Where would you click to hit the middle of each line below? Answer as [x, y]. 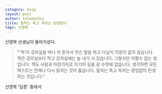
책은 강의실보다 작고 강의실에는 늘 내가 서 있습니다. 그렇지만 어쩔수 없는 [84, 58]
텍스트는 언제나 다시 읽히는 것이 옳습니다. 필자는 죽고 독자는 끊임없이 [82, 70]
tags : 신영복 [17, 28]
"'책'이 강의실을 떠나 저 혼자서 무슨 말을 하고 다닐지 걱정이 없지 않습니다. [85, 52]
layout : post [18, 14]
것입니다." [36, 77]
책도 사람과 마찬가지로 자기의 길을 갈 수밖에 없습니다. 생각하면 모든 [94, 64]
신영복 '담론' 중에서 [23, 87]
